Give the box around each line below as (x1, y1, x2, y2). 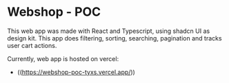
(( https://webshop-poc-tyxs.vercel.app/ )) (17, 68, 136, 76)
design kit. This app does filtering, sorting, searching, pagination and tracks (7, 34, 222, 42)
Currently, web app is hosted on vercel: (7, 54, 119, 62)
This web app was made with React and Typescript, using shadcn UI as (7, 27, 210, 35)
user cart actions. (7, 41, 57, 49)
